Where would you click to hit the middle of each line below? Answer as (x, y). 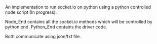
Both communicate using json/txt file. (43, 36)
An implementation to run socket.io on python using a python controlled (78, 7)
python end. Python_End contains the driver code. (56, 27)
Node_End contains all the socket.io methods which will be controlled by (79, 22)
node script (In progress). (31, 12)
